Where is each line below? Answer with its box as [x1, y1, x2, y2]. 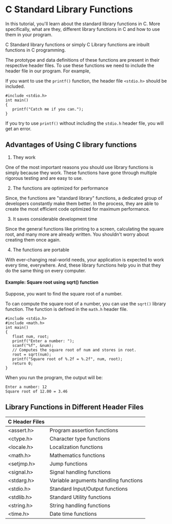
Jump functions [49, 460, 88, 467]
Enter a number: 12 [5, 384, 47, 389]
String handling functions [49, 502, 110, 509]
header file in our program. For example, [5, 68, 91, 74]
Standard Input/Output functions [49, 485, 128, 492]
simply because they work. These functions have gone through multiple [5, 170, 157, 176]
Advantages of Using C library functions [5, 140, 137, 149]
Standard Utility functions [49, 493, 111, 500]
